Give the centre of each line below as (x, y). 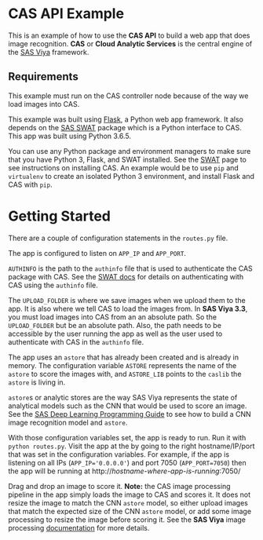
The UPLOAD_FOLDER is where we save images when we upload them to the (127, 300)
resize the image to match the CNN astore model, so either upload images (128, 502)
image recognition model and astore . (68, 422)
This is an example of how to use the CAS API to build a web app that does (129, 35)
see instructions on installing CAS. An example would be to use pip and (124, 168)
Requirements (43, 77)
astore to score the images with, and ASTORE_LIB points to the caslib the (125, 374)
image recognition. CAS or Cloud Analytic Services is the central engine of (130, 43)
